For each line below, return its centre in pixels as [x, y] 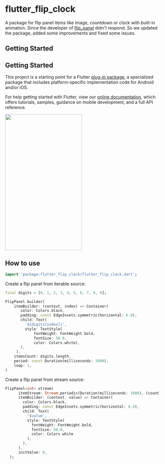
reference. [15, 108]
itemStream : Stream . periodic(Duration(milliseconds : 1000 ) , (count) [90, 393]
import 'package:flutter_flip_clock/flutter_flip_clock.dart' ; [71, 274]
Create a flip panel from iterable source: [45, 284]
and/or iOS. [17, 87]
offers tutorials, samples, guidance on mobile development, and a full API [79, 102]
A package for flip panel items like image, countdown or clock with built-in [80, 23]
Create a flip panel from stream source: [45, 380]
